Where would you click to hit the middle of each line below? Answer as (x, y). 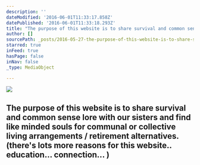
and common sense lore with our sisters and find (99, 117)
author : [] (20, 34)
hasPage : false (25, 56)
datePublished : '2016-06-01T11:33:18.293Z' (61, 23)
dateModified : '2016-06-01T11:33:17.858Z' (60, 17)
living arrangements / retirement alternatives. (93, 136)
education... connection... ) (58, 155)
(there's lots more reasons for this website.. (89, 145)
